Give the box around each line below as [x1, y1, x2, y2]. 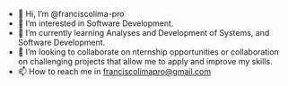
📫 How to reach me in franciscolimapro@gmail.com [17, 66, 212, 76]
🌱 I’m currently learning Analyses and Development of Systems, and [17, 28, 270, 38]
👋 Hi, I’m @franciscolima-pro [17, 9, 125, 19]
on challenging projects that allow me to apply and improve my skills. [17, 56, 273, 66]
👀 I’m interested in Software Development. [17, 18, 174, 29]
